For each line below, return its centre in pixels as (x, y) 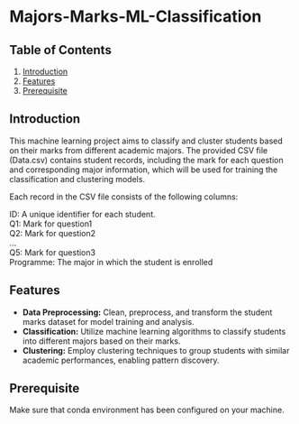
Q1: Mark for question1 (51, 224)
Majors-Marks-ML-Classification (136, 17)
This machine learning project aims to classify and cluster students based (146, 141)
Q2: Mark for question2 (53, 233)
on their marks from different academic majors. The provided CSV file (139, 150)
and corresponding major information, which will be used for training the (144, 170)
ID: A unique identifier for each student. (82, 214)
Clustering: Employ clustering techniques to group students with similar (156, 350)
